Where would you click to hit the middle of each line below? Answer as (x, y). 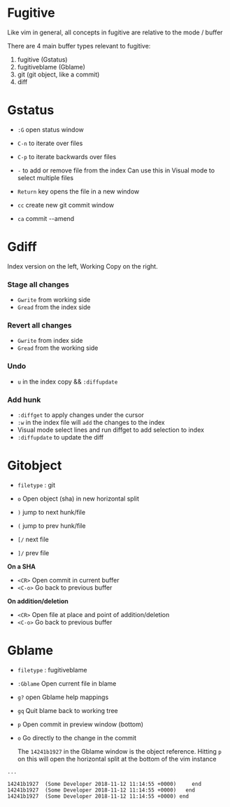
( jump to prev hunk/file (51, 525)
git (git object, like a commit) (58, 74)
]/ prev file (33, 552)
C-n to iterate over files (50, 143)
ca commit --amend (46, 218)
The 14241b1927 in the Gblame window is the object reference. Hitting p (119, 751)
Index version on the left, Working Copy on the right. (83, 266)
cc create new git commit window (65, 205)
